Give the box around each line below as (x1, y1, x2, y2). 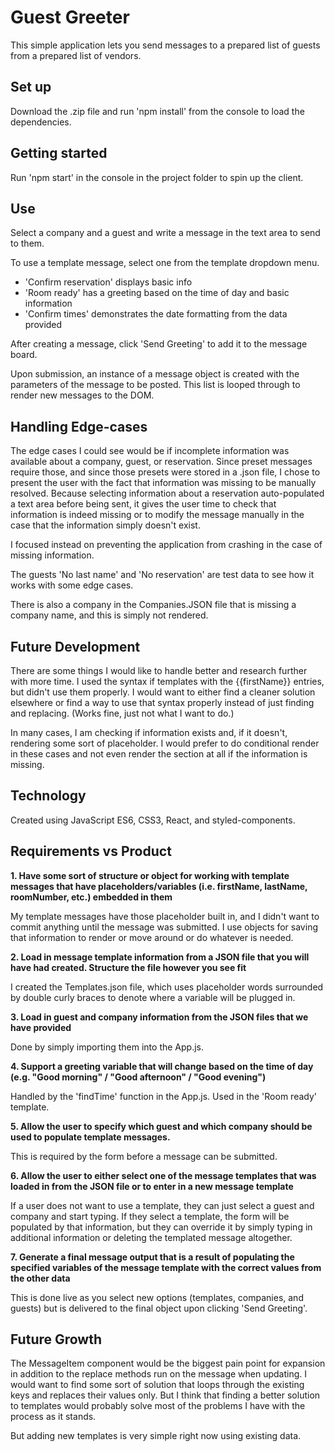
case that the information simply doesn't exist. (10, 519, 201, 531)
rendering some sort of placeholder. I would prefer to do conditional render (10, 737, 320, 749)
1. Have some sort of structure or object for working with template (10, 869, 290, 881)
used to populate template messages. (10, 1131, 171, 1143)
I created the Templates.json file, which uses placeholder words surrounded (10, 981, 324, 993)
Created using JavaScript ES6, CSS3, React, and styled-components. (10, 814, 296, 826)
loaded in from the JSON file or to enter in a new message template (10, 1180, 294, 1192)
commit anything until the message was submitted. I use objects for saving (10, 921, 318, 933)
